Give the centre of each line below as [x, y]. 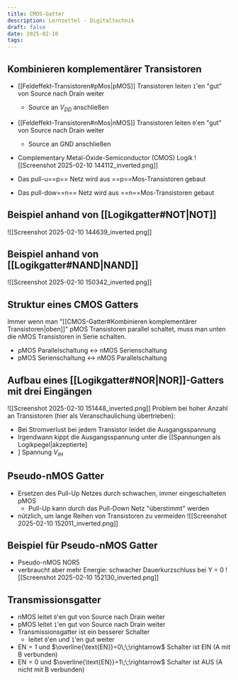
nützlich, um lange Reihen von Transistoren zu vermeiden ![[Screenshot [122, 516]
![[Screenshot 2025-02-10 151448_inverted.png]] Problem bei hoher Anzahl [118, 408]
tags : [15, 40]
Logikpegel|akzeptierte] [52, 444]
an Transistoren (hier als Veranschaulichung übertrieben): [91, 416]
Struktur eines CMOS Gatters [73, 304]
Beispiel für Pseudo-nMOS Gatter [83, 545]
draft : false [27, 27]
